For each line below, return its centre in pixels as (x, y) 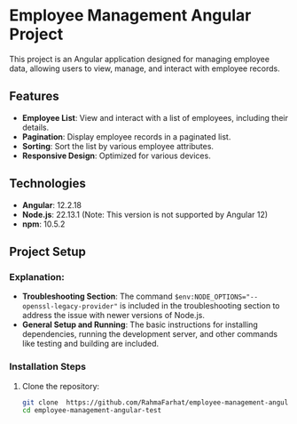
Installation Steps (48, 367)
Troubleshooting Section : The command (97, 296)
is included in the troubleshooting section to (199, 306)
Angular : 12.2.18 (52, 204)
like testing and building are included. (90, 344)
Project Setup (48, 251)
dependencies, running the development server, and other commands (149, 334)
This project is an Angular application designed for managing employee (140, 59)
